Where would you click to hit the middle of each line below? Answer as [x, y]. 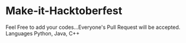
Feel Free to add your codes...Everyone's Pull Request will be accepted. [93, 27]
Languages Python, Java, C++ [43, 33]
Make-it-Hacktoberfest [64, 11]
